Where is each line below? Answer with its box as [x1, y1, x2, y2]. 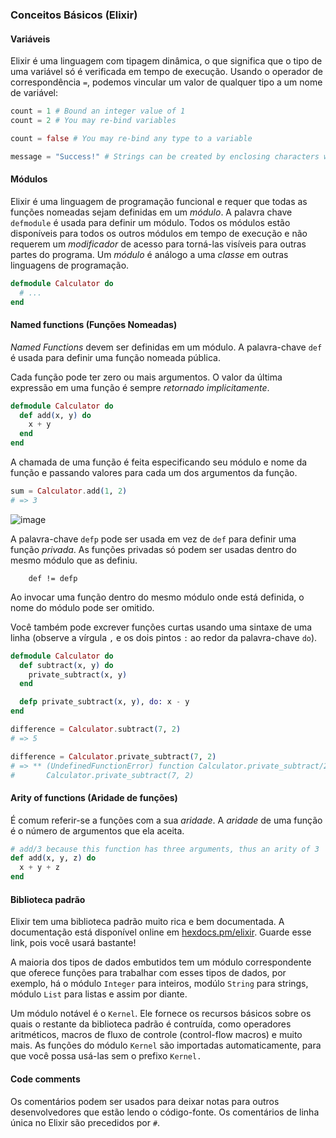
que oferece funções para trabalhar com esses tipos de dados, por [10, 967, 287, 979]
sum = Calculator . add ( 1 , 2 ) [10, 486, 128, 497]
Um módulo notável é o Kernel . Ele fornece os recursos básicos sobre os [10, 1008, 312, 1020]
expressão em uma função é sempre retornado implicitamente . [10, 381, 270, 393]
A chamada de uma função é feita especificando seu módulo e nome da [10, 456, 308, 468]
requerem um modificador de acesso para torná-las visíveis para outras [10, 238, 307, 250]
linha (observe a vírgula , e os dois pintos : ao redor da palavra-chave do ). [10, 631, 318, 643]
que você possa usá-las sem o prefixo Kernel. [10, 1050, 202, 1062]
